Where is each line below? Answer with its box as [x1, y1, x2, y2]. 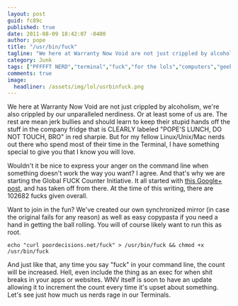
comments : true [7, 70, 52, 77]
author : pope [7, 37, 46, 44]
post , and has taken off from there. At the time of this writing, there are [7, 184, 214, 192]
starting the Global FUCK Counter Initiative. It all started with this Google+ [7, 177, 222, 185]
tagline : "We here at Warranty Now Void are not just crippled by [7, 50, 208, 58]
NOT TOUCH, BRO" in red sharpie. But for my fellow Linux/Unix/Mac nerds [7, 133, 225, 141]
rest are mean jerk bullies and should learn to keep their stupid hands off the [7, 118, 230, 126]
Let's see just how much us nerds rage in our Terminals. [7, 290, 171, 299]
